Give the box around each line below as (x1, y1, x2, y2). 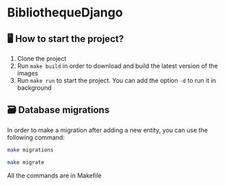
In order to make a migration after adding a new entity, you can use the (7, 125, 208, 134)
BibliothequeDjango (7, 5, 123, 21)
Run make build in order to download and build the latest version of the (17, 62, 218, 70)
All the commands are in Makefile (7, 171, 102, 180)
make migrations (7, 146, 54, 153)
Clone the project (17, 55, 67, 62)
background (17, 84, 52, 92)
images (17, 69, 39, 77)
